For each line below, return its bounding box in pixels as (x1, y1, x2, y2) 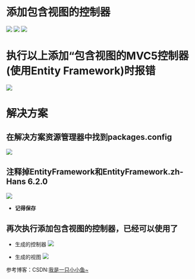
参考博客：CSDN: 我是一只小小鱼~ (6, 266, 89, 273)
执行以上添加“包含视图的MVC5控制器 (6, 49, 189, 63)
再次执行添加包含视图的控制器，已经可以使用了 (6, 223, 178, 234)
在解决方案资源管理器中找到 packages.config (6, 132, 172, 142)
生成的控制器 (14, 240, 46, 248)
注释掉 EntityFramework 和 (6, 167, 103, 177)
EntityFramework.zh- (102, 167, 184, 177)
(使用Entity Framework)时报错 (6, 64, 156, 78)
